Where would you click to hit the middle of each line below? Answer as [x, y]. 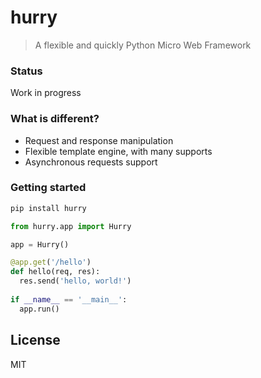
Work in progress [46, 93]
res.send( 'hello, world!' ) [75, 281]
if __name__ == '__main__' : [69, 299]
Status [26, 71]
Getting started [48, 188]
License [35, 340]
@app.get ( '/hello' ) [51, 262]
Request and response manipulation [99, 140]
